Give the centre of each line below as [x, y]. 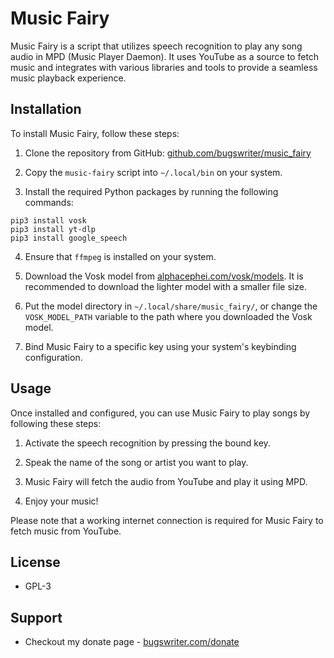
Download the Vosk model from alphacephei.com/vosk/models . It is [164, 276]
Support [36, 617]
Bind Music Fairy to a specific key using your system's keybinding [160, 346]
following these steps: [56, 423]
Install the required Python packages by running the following [151, 191]
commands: [49, 202]
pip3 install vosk [48, 220]
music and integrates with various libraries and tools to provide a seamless [164, 67]
